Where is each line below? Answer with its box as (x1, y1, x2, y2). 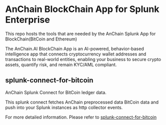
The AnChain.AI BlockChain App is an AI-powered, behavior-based (5, 45, 144, 51)
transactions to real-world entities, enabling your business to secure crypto (5, 56, 161, 62)
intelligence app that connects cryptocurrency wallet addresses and (5, 51, 147, 57)
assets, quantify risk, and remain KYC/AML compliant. (5, 61, 117, 67)
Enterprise (5, 14, 50, 25)
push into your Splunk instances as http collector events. (5, 104, 123, 110)
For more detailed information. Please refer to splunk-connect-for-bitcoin (5, 114, 157, 120)
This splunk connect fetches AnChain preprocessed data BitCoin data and (5, 99, 159, 105)
